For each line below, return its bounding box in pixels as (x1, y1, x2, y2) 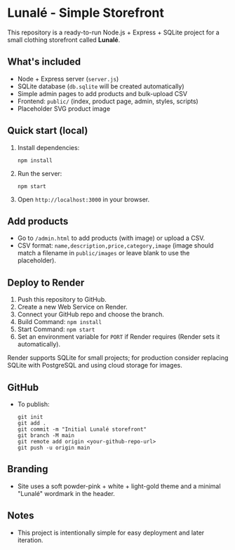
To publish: (17, 400, 50, 408)
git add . (17, 420, 47, 427)
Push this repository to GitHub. (17, 295, 107, 304)
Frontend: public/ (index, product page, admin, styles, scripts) (17, 97, 199, 105)
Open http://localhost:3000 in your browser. (17, 195, 149, 203)
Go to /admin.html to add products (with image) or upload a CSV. (17, 234, 206, 243)
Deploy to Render (7, 276, 85, 288)
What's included (7, 56, 81, 68)
